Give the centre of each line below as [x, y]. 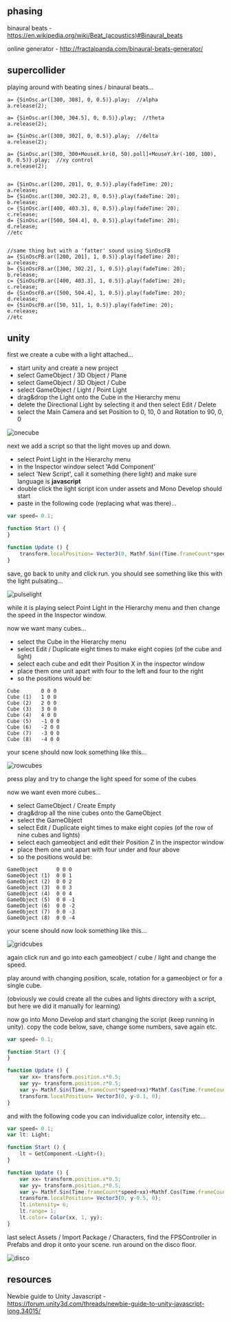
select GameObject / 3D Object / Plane [72, 375]
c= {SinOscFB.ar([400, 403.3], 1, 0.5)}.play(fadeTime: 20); [97, 281]
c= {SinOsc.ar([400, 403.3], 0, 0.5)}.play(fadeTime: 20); [93, 208]
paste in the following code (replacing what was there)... [97, 504]
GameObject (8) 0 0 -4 [41, 918]
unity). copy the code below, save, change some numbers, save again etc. [112, 1027]
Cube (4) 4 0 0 [32, 715]
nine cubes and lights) [48, 835]
